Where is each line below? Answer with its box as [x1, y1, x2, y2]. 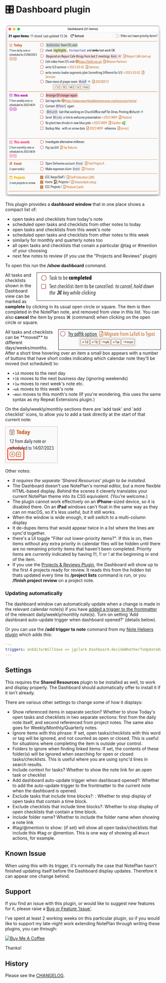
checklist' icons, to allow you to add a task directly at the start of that [5, 411, 146, 417]
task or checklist [12, 772, 46, 778]
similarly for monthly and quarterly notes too [12, 237, 103, 243]
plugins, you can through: [5, 926, 57, 932]
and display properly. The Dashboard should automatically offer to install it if [5, 684, 161, 690]
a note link [12, 819, 34, 825]
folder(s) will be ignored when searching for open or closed [12, 751, 133, 757]
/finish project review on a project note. [12, 577, 95, 583]
